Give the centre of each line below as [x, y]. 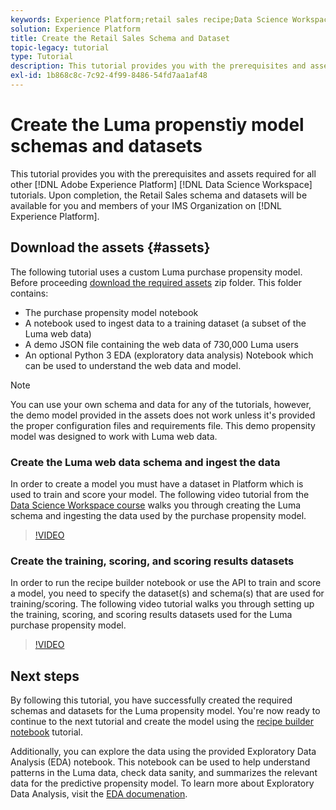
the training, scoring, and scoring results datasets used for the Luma [151, 615]
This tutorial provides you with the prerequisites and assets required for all [163, 173]
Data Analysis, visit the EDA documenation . [99, 794]
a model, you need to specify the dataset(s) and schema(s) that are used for [167, 593]
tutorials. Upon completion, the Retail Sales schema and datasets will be [159, 195]
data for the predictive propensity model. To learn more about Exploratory [162, 783]
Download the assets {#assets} [110, 247]
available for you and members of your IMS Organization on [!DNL [146, 205]
